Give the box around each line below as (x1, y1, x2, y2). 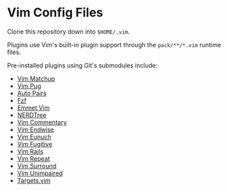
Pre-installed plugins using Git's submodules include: (7, 61, 158, 69)
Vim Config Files (7, 5, 104, 21)
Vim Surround (16, 162, 57, 170)
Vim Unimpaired (16, 169, 63, 177)
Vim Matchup (16, 74, 56, 83)
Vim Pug (16, 81, 41, 90)
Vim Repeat (16, 154, 50, 162)
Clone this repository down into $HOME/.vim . (7, 27, 130, 36)
